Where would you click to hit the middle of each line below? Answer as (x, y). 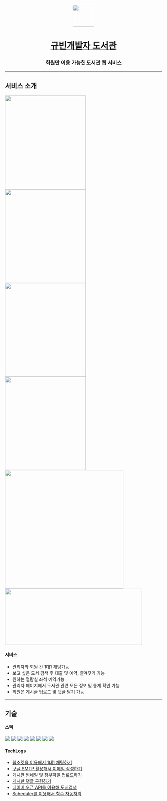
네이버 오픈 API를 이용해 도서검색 (44, 787)
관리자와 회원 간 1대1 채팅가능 (41, 667)
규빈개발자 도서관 (83, 46)
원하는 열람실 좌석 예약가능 (38, 679)
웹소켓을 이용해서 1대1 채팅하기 (42, 762)
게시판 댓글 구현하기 (32, 781)
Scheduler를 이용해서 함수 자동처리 (47, 794)
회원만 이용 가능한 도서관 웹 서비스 (83, 63)
